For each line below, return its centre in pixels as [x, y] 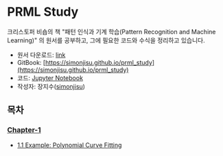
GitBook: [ [31, 62]
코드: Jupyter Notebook [50, 78]
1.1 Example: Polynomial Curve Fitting [69, 145]
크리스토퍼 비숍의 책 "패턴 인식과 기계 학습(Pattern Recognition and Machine [111, 31]
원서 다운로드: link [41, 55]
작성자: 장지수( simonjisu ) [51, 86]
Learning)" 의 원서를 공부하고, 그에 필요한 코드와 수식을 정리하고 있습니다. [106, 40]
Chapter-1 [24, 130]
